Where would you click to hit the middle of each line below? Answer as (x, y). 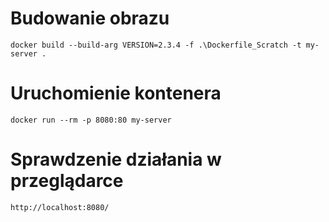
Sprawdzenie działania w (116, 159)
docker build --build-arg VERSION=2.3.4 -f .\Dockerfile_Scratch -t (156, 45)
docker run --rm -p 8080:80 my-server (91, 120)
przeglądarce (67, 181)
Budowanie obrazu (90, 18)
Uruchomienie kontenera (116, 93)
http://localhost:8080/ (60, 207)
